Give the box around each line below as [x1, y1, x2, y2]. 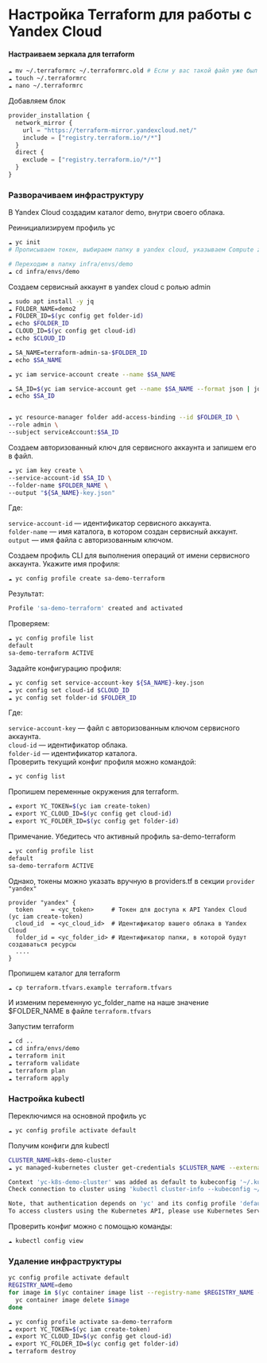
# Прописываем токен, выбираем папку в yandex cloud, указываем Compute [8, 246, 254, 254]
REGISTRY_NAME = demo [8, 1281, 73, 1290]
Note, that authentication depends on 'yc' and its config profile [8, 1200, 237, 1208]
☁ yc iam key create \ [8, 466, 83, 474]
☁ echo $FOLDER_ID [8, 320, 69, 328]
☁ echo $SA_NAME [8, 356, 62, 364]
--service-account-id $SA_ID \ [8, 473, 112, 482]
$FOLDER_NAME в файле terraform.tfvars [8, 1007, 152, 1016]
